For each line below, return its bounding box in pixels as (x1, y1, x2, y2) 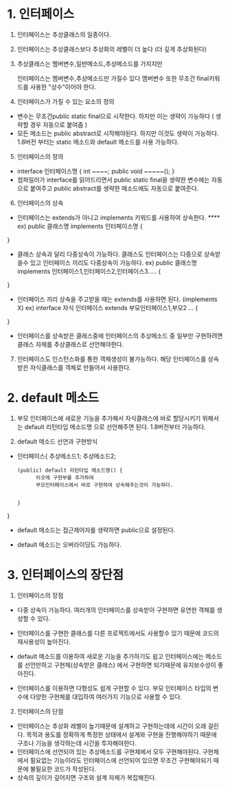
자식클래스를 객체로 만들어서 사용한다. (30, 363, 132, 371)
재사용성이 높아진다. (16, 637, 71, 646)
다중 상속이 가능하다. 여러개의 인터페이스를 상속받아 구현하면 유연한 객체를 (16, 606, 216, 614)
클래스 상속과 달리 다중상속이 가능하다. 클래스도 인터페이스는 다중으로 (16, 250, 203, 258)
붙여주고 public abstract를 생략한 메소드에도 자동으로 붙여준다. (30, 184, 199, 193)
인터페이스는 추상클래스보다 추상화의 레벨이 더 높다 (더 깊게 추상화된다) (16, 45, 207, 53)
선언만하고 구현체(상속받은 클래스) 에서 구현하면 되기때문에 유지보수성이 (24, 661, 216, 669)
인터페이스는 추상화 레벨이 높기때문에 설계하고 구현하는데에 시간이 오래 (16, 721, 207, 730)
